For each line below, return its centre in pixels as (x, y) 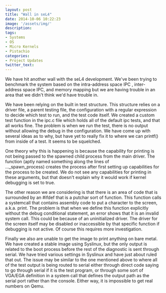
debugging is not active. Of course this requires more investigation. (74, 229)
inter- (140, 84)
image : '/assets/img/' (28, 24)
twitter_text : (20, 65)
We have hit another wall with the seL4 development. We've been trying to (81, 79)
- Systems (15, 38)
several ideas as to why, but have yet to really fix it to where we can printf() (82, 136)
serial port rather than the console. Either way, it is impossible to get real (79, 281)
